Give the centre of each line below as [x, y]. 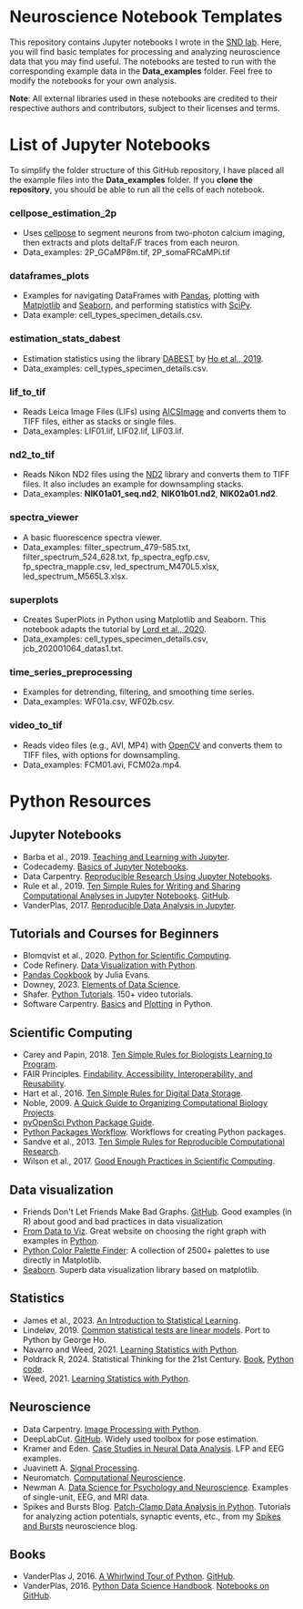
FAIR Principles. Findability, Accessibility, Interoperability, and [137, 1074]
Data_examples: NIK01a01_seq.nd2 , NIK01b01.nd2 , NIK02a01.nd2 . [150, 494]
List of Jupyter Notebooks [110, 145]
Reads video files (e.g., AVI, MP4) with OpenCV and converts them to [152, 745]
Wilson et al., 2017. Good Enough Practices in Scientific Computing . [149, 1161]
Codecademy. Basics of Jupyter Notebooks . [106, 866]
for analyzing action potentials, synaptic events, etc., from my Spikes [152, 1516]
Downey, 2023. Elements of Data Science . [101, 985]
